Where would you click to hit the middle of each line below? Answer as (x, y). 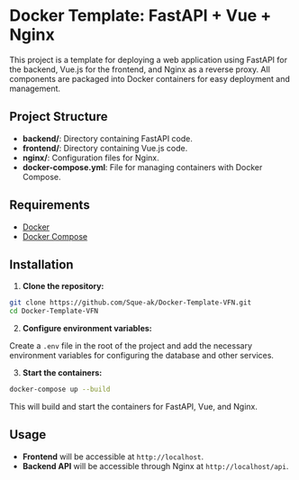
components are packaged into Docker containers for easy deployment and (150, 78)
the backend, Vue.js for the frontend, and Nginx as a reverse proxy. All (140, 69)
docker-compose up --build (60, 389)
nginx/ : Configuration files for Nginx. (91, 158)
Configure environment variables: (87, 329)
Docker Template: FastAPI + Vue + (140, 16)
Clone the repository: (63, 286)
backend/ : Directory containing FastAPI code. (108, 138)
